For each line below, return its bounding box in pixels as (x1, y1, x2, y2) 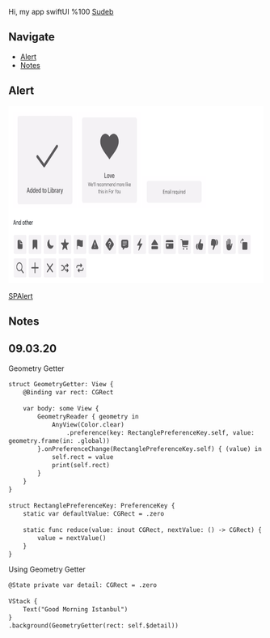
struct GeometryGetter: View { (8, 380, 114, 388)
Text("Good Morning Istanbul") (23, 605, 129, 614)
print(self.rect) (51, 461, 111, 469)
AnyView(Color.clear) (51, 420, 125, 428)
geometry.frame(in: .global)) (8, 436, 111, 444)
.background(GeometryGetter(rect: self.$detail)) (8, 621, 179, 630)
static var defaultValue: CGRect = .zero (23, 509, 164, 517)
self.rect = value (51, 453, 114, 461)
